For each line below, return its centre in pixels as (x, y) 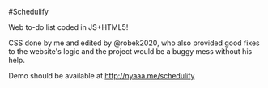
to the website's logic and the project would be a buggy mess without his (130, 51)
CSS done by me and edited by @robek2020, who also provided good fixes (134, 43)
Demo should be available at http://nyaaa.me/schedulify (102, 75)
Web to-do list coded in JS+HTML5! (68, 27)
